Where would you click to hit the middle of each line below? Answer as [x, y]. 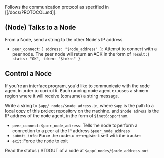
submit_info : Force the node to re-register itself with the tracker [76, 135]
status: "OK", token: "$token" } [46, 59]
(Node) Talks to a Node [41, 28]
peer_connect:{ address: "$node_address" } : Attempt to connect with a [84, 49]
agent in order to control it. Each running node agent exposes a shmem [77, 90]
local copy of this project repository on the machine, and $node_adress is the [82, 111]
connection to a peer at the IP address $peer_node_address [71, 130]
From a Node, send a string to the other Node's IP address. [64, 39]
